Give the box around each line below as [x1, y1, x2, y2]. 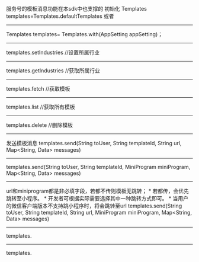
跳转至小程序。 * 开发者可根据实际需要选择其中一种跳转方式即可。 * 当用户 [6, 195, 188, 202]
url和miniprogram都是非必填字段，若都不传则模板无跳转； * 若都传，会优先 [6, 187, 190, 194]
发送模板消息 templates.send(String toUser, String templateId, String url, [6, 140, 182, 146]
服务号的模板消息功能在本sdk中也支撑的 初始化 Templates [6, 5, 147, 12]
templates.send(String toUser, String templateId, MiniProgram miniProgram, [6, 164, 191, 170]
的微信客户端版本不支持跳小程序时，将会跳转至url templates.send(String [6, 202, 182, 209]
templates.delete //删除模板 [6, 122, 73, 129]
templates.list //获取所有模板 [6, 103, 75, 110]
